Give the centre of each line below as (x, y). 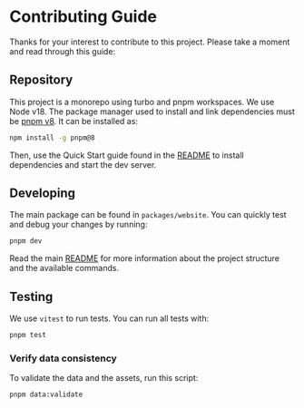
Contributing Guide (83, 17)
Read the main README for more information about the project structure (144, 258)
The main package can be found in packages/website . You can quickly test (148, 215)
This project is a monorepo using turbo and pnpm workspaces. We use (142, 102)
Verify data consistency (64, 358)
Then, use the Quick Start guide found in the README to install (127, 155)
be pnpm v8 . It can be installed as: (74, 121)
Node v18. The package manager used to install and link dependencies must (152, 112)
